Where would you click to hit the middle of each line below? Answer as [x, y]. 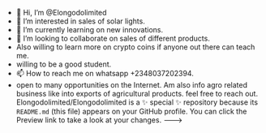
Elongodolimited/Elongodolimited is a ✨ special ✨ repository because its [137, 102]
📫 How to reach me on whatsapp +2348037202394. [105, 73]
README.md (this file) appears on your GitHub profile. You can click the [131, 111]
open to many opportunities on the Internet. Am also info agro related [132, 85]
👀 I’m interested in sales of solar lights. [81, 21]
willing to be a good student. [64, 64]
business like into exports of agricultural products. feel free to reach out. [137, 94]
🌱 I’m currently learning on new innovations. [90, 30]
